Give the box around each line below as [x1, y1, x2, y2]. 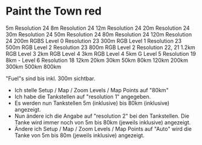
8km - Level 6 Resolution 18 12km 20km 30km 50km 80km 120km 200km [5, 56, 188, 64]
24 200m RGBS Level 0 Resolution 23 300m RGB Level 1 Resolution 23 [5, 37, 182, 44]
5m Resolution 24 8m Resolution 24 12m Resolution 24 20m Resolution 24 [5, 24, 190, 32]
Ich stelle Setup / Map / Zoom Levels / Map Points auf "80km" [14, 86, 169, 93]
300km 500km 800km [5, 62, 62, 70]
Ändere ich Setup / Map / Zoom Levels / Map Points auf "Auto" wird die [14, 125, 192, 132]
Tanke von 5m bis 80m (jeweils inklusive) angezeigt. [14, 132, 145, 139]
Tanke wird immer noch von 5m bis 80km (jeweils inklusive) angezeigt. [14, 118, 191, 126]
